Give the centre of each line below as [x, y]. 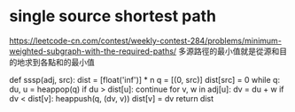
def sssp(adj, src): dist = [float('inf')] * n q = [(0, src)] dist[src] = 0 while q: [145, 79]
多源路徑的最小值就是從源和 [229, 51]
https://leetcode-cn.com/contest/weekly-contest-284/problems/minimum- [145, 41]
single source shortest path [113, 16]
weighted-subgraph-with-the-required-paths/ [93, 51]
